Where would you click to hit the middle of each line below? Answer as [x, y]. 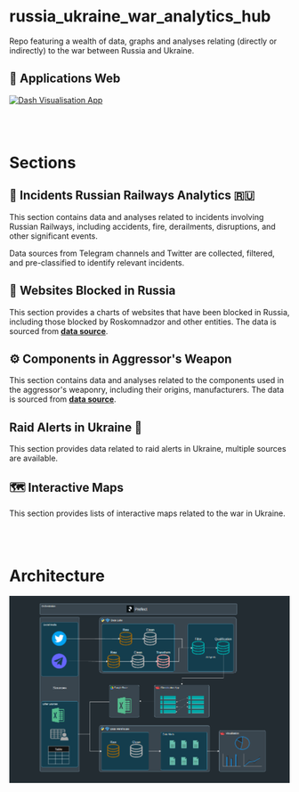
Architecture [57, 576]
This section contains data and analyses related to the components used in [147, 380]
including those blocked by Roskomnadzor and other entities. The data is [143, 322]
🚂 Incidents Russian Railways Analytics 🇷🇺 [132, 196]
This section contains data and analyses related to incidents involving [137, 216]
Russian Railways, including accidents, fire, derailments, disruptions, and [142, 226]
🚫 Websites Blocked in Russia [93, 291]
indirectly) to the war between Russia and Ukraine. [102, 50]
